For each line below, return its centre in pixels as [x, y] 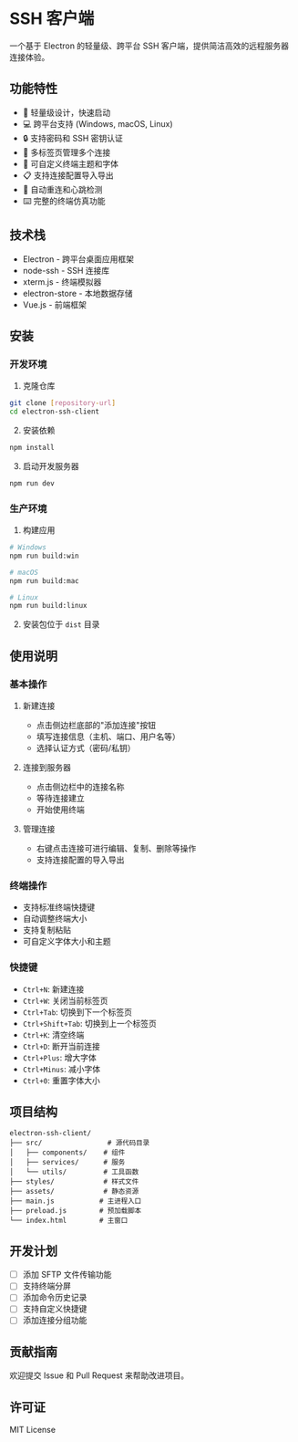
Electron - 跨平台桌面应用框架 [78, 259]
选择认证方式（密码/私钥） [86, 747]
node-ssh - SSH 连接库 [66, 270]
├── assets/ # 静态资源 [74, 1192]
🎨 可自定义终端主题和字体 [70, 163]
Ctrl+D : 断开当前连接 [61, 1046]
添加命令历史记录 [55, 1298]
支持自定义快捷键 [55, 1309]
